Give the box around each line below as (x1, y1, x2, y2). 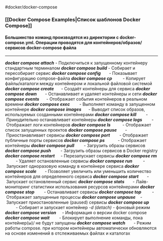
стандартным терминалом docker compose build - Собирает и (5, 65, 136, 71)
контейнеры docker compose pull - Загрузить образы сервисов (5, 143, 146, 149)
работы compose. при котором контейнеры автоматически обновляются (5, 225, 157, 231)
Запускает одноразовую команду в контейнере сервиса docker (6, 163, 139, 169)
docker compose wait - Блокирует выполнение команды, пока (5, 215, 143, 221)
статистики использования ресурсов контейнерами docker (31, 184, 155, 190)
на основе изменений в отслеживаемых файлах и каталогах (5, 230, 130, 236)
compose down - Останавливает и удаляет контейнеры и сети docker (5, 91, 157, 97)
